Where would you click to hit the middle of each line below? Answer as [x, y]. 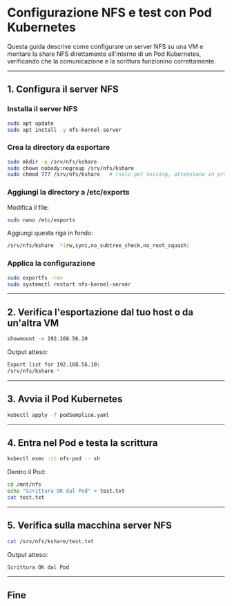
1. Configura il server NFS [63, 89]
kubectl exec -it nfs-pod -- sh [54, 459]
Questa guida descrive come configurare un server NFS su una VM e [105, 46]
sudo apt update [30, 123]
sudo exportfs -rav [35, 277]
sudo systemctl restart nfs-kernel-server [69, 284]
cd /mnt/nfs [24, 485]
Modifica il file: [28, 207]
